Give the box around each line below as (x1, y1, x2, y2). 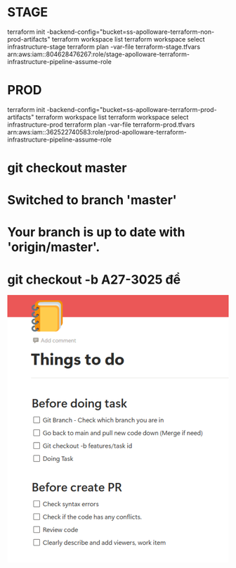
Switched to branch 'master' (7, 192, 177, 208)
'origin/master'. (7, 239, 100, 255)
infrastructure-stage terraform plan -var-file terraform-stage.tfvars (7, 42, 201, 51)
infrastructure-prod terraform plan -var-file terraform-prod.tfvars (7, 120, 195, 129)
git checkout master (7, 160, 127, 176)
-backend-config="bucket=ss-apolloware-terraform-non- (46, 27, 215, 36)
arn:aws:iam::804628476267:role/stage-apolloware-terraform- (7, 50, 190, 58)
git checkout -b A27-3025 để (7, 272, 181, 287)
